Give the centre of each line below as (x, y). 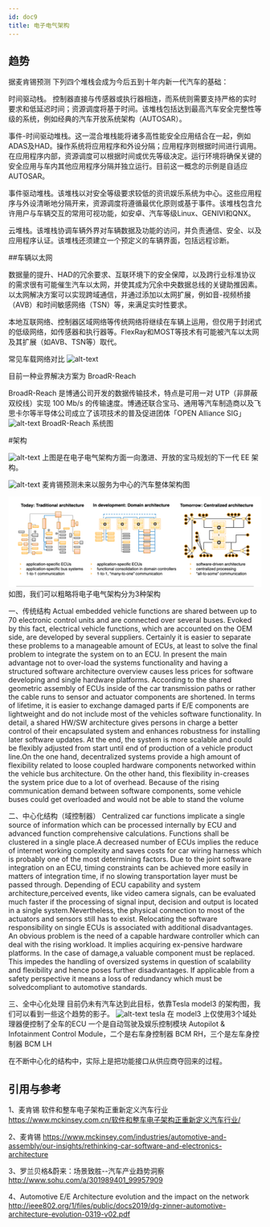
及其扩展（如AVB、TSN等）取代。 (65, 342)
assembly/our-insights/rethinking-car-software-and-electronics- (115, 1146)
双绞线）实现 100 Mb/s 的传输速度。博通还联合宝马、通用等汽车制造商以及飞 (135, 403)
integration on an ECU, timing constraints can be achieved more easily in (129, 868)
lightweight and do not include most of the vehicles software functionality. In (135, 714)
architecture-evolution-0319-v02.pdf (70, 1214)
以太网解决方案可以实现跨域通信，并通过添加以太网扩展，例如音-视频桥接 (130, 295)
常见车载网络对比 (37, 359)
